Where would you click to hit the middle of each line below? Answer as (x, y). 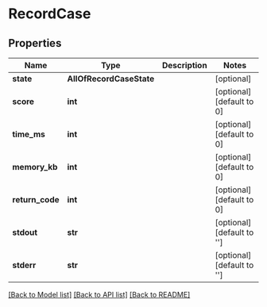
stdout (25, 232)
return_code (36, 200)
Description (185, 65)
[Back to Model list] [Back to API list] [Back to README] (99, 295)
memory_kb (35, 167)
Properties (35, 43)
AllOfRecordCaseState (111, 79)
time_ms (29, 134)
